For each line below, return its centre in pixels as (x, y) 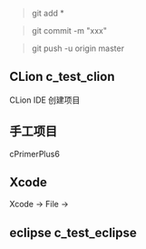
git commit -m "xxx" (69, 30)
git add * (48, 13)
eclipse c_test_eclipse (73, 232)
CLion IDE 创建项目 (45, 100)
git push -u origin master (78, 48)
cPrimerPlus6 (35, 154)
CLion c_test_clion (62, 77)
